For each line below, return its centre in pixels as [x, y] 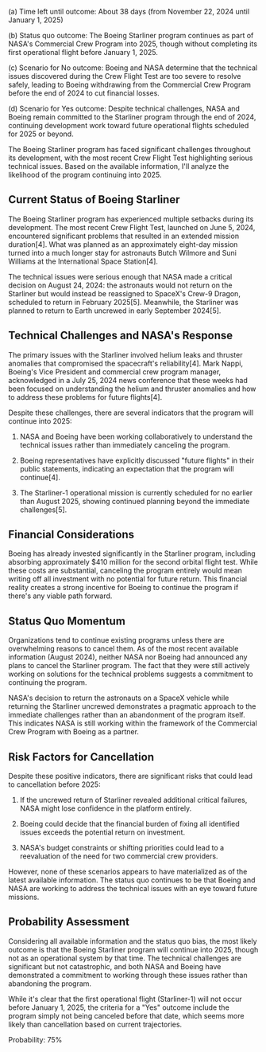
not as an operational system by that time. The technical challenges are [125, 958]
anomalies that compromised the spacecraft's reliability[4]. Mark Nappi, [126, 363]
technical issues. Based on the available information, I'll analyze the [119, 166]
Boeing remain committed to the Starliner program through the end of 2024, [132, 117]
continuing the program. [48, 682]
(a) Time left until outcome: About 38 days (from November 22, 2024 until [129, 12]
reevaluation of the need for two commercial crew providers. [119, 856]
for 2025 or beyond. [41, 134]
